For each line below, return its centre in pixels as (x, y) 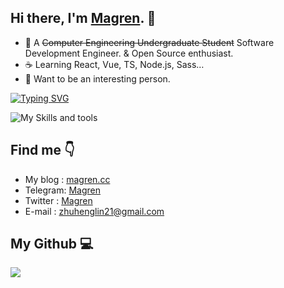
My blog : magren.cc (67, 179)
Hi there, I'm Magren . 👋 (83, 18)
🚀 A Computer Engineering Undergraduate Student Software (149, 42)
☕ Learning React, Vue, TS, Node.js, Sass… (114, 64)
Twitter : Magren (58, 200)
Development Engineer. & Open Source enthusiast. (129, 53)
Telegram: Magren (62, 190)
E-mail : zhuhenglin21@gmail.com (94, 211)
